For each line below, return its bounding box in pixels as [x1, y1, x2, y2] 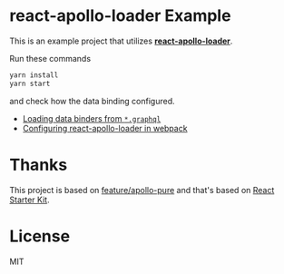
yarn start [9, 79, 51, 88]
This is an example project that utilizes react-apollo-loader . [9, 35, 233, 46]
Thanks [9, 154, 68, 175]
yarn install [9, 70, 59, 80]
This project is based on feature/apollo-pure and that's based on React [9, 184, 275, 195]
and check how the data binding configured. [9, 95, 175, 106]
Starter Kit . [9, 194, 50, 205]
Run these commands [9, 53, 92, 64]
